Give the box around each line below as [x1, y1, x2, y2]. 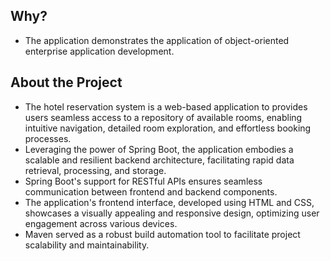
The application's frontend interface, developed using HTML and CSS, [24, 196, 315, 208]
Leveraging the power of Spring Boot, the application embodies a [24, 143, 294, 155]
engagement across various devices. [24, 217, 178, 229]
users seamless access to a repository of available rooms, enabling [24, 111, 303, 123]
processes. [24, 132, 72, 144]
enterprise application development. [24, 45, 175, 57]
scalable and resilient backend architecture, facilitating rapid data [24, 154, 295, 166]
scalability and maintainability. [24, 239, 150, 251]
